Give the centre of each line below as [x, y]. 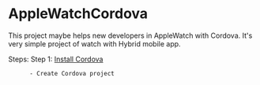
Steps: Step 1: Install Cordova [56, 59]
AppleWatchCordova [78, 14]
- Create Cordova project [72, 73]
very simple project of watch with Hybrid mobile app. [94, 43]
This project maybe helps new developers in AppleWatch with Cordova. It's [130, 35]
